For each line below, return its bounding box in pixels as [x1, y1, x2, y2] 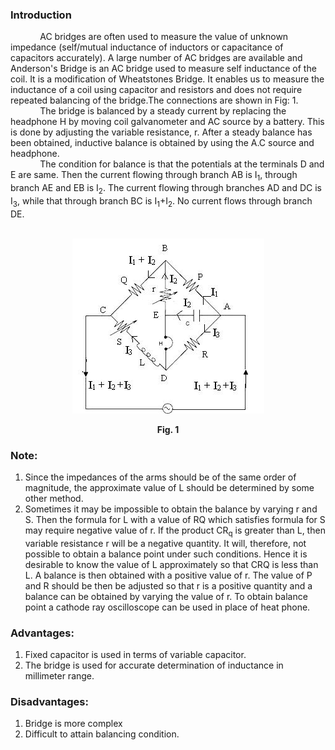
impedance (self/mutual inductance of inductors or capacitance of [10, 41, 284, 53]
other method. [24, 492, 84, 504]
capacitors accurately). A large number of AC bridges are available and [10, 52, 303, 64]
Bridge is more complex [24, 718, 123, 730]
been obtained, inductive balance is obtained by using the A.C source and [10, 137, 315, 149]
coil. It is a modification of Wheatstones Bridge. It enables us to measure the [10, 73, 325, 85]
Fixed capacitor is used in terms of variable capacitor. [24, 649, 247, 661]
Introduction [10, 8, 72, 22]
